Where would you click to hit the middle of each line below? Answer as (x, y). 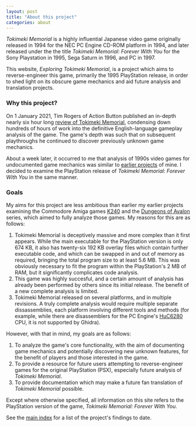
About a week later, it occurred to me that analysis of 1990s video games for (98, 158)
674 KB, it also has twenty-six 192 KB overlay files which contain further (101, 248)
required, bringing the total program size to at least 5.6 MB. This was (97, 260)
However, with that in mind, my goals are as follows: (69, 333)
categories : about (28, 22)
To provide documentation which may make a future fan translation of (99, 382)
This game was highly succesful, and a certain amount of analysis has (99, 279)
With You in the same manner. (42, 177)
